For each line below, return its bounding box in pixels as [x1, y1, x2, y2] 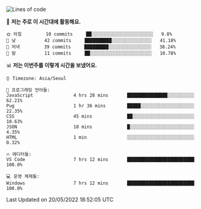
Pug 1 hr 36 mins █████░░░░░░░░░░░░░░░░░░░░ [6, 103, 195, 109]
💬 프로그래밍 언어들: [6, 87, 50, 93]
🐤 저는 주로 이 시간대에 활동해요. [6, 18, 81, 25]
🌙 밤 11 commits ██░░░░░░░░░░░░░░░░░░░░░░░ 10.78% [6, 50, 176, 56]
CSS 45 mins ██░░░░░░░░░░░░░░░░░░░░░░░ [6, 114, 195, 120]
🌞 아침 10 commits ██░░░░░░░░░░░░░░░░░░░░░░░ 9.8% [6, 31, 172, 37]
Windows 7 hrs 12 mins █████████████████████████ [6, 180, 195, 186]
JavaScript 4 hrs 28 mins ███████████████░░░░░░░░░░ [6, 92, 195, 98]
